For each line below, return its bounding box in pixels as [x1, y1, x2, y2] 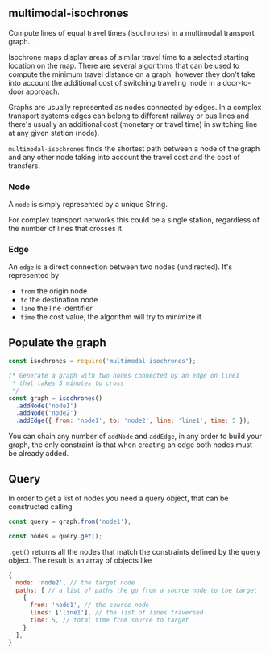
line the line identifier [19, 303, 93, 314]
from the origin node [19, 286, 88, 296]
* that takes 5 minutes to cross [11, 379, 125, 387]
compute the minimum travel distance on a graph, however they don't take [8, 69, 255, 79]
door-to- [222, 78, 251, 87]
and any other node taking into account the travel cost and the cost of [8, 152, 240, 162]
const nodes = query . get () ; [8, 532, 103, 540]
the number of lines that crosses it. [8, 224, 124, 234]
